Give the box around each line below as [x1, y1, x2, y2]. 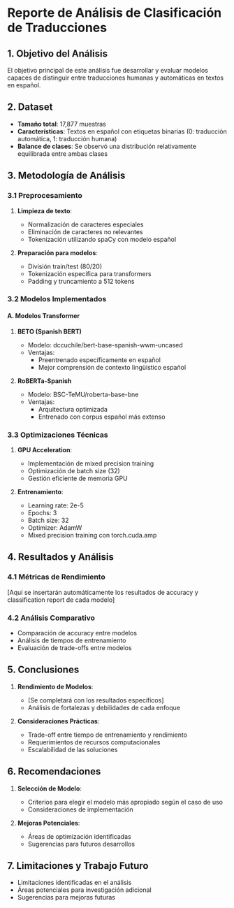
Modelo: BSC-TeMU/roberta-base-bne [27, 390, 139, 398]
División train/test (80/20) [27, 262, 103, 271]
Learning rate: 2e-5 [27, 501, 84, 510]
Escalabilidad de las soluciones [27, 745, 118, 754]
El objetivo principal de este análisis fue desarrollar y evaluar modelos [7, 66, 208, 74]
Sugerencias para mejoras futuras [17, 893, 116, 902]
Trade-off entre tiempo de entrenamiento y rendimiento [27, 730, 187, 739]
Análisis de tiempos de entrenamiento [17, 636, 126, 644]
